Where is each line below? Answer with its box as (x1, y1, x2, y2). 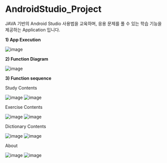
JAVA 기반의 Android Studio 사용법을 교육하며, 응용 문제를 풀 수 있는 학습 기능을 (5, 20, 162, 26)
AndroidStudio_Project (5, 3, 102, 15)
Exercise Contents (5, 104, 43, 110)
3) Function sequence (5, 75, 51, 81)
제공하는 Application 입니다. (5, 26, 61, 33)
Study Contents (5, 84, 37, 90)
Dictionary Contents (5, 123, 46, 129)
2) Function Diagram (5, 56, 48, 62)
